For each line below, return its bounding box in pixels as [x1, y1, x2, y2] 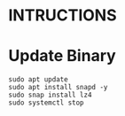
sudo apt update [8, 75, 68, 84]
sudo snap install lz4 [8, 90, 92, 100]
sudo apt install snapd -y [8, 83, 108, 92]
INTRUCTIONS [8, 5, 117, 26]
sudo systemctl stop [8, 98, 85, 107]
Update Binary [8, 46, 116, 66]
